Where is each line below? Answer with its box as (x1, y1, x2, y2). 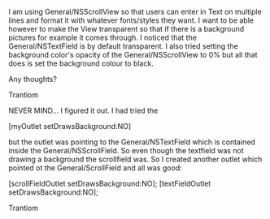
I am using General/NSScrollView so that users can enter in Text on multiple (8, 7, 262, 16)
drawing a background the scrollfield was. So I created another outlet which (8, 154, 263, 164)
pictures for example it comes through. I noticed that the (8, 32, 198, 42)
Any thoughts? (8, 75, 57, 84)
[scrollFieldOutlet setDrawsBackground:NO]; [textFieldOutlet (8, 178, 211, 188)
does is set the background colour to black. (8, 58, 155, 68)
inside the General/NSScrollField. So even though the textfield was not (8, 146, 244, 155)
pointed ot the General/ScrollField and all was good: (8, 163, 182, 173)
